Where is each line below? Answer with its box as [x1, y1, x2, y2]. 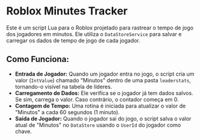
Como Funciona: [6, 54, 69, 64]
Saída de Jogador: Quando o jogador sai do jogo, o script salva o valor [14, 115, 192, 122]
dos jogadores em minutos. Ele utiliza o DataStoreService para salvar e [6, 30, 182, 37]
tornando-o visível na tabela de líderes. [14, 83, 113, 90]
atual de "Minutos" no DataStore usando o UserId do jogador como [14, 121, 181, 129]
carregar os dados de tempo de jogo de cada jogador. [6, 37, 140, 44]
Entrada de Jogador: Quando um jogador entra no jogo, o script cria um [14, 70, 195, 78]
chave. [14, 127, 32, 135]
